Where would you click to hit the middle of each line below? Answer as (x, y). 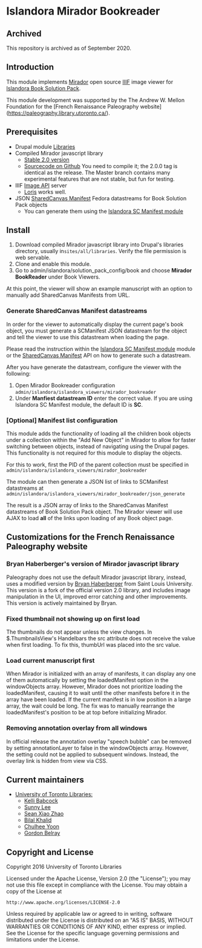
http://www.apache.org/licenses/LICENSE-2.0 (63, 902)
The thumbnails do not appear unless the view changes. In (79, 632)
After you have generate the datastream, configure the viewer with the (94, 367)
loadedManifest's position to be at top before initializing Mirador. (87, 713)
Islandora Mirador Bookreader (83, 11)
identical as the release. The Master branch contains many (97, 172)
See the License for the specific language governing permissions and (93, 933)
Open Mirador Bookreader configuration (65, 385)
